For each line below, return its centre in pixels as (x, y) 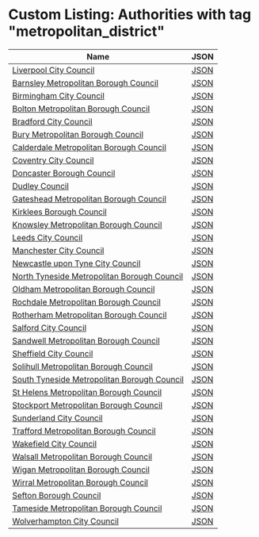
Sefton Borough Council (57, 495)
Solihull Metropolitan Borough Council (82, 366)
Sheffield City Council (53, 353)
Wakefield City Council (55, 443)
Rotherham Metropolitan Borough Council (90, 315)
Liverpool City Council (53, 70)
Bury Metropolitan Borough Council (78, 134)
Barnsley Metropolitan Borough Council (85, 82)
